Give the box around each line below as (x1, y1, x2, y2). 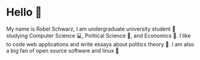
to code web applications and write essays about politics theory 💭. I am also (6, 40, 195, 47)
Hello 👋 (6, 5, 42, 19)
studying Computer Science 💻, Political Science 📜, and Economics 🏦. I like (6, 32, 191, 39)
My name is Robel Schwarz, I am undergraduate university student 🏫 (6, 25, 176, 32)
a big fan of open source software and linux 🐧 (6, 47, 119, 54)
